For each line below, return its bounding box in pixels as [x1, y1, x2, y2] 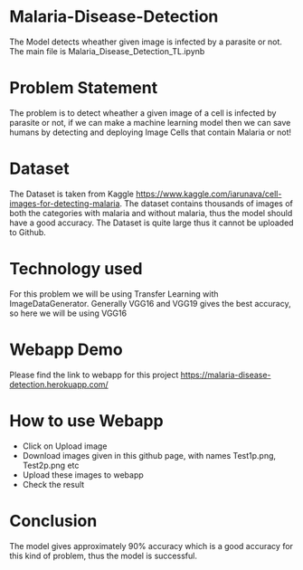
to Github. [9, 226, 47, 237]
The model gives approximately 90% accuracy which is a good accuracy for [9, 540, 294, 551]
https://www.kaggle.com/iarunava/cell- [135, 188, 282, 199]
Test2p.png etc [22, 460, 80, 470]
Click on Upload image [22, 441, 108, 451]
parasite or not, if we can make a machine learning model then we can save [9, 117, 291, 128]
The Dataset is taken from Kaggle [9, 188, 134, 199]
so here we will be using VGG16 [9, 308, 128, 318]
